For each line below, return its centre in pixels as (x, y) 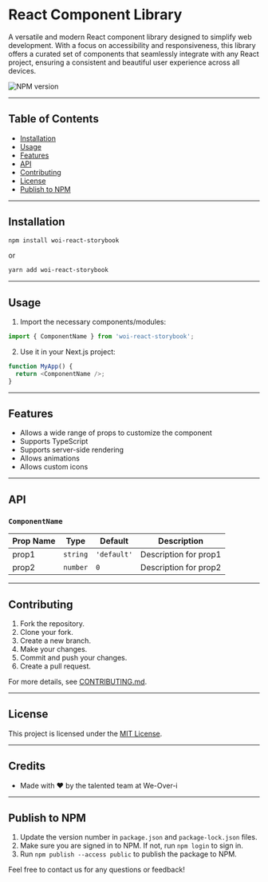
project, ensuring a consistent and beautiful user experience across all (124, 62)
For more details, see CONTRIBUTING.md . (78, 681)
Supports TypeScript (54, 441)
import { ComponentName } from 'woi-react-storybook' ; (101, 337)
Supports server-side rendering (72, 450)
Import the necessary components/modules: (93, 322)
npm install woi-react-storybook (64, 240)
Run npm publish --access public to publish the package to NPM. (128, 854)
